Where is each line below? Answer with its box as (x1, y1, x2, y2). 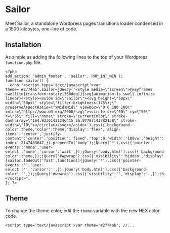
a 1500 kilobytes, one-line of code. (5, 25, 77, 31)
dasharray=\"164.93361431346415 (5, 118, 73, 123)
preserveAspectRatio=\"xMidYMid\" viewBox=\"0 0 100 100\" (5, 105, 133, 110)
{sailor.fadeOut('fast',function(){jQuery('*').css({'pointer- (5, 158, 142, 163)
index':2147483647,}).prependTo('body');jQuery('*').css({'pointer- (5, 140, 153, 145)
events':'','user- (5, 162, 44, 168)
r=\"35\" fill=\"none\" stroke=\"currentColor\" (5, 113, 110, 119)
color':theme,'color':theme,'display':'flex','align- (5, 127, 121, 132)
